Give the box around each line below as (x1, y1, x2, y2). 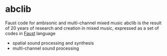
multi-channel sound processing (12, 45, 79, 51)
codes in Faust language (5, 30, 56, 36)
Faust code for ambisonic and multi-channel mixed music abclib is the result (5, 20, 162, 26)
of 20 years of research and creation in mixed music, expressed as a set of (5, 25, 159, 31)
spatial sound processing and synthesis (12, 40, 94, 46)
